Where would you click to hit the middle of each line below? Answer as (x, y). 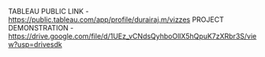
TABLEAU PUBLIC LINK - (49, 11)
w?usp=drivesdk (35, 45)
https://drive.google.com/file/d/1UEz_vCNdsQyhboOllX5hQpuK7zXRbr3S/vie (132, 36)
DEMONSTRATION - (41, 28)
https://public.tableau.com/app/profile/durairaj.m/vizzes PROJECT (116, 20)
